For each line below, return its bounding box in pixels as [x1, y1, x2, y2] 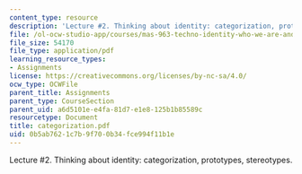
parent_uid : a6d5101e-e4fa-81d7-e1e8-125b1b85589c [9, 105, 203, 114]
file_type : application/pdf [9, 47, 115, 56]
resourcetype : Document [9, 113, 99, 122]
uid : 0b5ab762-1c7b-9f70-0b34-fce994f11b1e [9, 130, 175, 139]
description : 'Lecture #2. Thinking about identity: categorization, [9, 22, 276, 30]
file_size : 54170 [9, 38, 75, 48]
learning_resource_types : [9, 55, 106, 64]
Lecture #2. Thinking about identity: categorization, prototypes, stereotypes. [9, 154, 293, 165]
